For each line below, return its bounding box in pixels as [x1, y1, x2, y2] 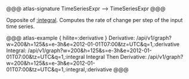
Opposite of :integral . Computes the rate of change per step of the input [6, 17, 183, 23]
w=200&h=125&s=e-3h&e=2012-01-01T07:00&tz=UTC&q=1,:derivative [6, 41, 180, 48]
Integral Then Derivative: [86, 53, 147, 60]
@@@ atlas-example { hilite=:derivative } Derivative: [6, 34, 135, 41]
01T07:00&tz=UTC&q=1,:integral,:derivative [6, 66, 112, 73]
